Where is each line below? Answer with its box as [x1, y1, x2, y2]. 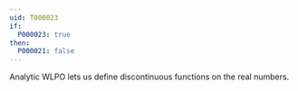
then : [9, 38, 30, 48]
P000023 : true [17, 30, 71, 39]
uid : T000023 [9, 13, 59, 23]
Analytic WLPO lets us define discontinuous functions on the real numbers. [9, 71, 290, 82]
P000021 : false [17, 47, 75, 56]
